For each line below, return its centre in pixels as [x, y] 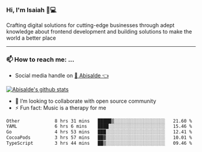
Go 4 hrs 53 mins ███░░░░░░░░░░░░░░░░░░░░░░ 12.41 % [99, 132]
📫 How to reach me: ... [40, 59]
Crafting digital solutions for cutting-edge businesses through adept [90, 25]
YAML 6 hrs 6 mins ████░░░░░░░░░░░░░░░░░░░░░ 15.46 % [99, 126]
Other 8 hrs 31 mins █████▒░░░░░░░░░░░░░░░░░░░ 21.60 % [99, 121]
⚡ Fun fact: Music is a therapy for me [60, 108]
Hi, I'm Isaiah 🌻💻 [32, 10]
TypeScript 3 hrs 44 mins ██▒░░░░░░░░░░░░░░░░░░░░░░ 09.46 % [99, 144]
